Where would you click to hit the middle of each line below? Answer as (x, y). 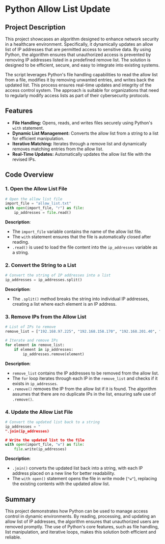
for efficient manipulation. (38, 138)
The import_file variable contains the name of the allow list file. (77, 231)
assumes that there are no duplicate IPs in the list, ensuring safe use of (84, 394)
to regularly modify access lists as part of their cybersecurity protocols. (78, 95)
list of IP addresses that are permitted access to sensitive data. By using (78, 49)
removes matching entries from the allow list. (58, 149)
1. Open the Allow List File (36, 189)
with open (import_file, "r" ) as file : (45, 208)
